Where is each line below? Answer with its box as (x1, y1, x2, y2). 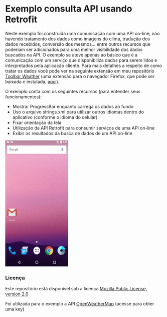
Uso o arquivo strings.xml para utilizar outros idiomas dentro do (12, 109, 144, 115)
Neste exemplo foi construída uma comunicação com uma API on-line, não (5, 30, 160, 36)
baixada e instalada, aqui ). (5, 79, 60, 85)
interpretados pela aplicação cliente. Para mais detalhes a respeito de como (5, 62, 162, 69)
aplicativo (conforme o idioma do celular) (12, 114, 98, 120)
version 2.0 (5, 291, 29, 297)
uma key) (5, 306, 25, 312)
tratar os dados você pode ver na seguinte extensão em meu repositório (5, 68, 154, 74)
